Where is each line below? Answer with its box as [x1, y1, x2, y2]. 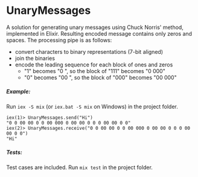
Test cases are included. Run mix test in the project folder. [6, 164, 153, 171]
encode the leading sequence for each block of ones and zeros [14, 61, 173, 68]
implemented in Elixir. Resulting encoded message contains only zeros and [6, 30, 192, 37]
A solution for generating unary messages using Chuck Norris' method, [6, 24, 184, 31]
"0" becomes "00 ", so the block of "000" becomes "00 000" [24, 74, 177, 81]
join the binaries [14, 54, 56, 62]
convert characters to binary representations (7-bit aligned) [14, 48, 164, 55]
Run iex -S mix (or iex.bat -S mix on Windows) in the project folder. [6, 103, 178, 110]
